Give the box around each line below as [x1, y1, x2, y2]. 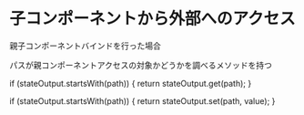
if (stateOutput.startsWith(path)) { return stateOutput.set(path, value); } [9, 95, 276, 106]
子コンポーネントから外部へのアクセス [9, 8, 296, 29]
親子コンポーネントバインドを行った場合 [9, 40, 161, 51]
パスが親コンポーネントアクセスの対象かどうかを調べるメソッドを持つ [9, 59, 273, 70]
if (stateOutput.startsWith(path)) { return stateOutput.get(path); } [9, 78, 252, 89]
